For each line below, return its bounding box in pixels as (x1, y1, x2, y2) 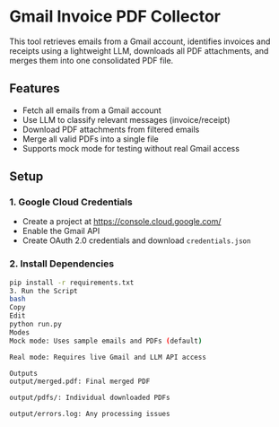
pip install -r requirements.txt (9, 278, 135, 287)
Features (9, 81, 60, 96)
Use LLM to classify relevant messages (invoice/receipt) (22, 114, 231, 125)
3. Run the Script (9, 286, 78, 295)
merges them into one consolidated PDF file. (9, 55, 174, 65)
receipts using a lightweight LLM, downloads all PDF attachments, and (9, 45, 269, 56)
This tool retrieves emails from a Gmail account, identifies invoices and (9, 36, 271, 47)
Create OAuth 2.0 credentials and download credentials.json (22, 235, 251, 246)
